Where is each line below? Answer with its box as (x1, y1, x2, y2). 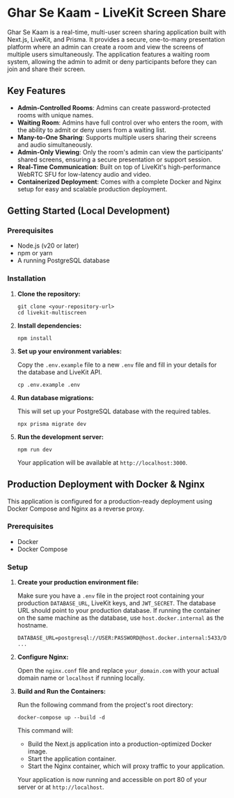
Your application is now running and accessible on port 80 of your (17, 776, 208, 784)
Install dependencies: (17, 321, 82, 330)
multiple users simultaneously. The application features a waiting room (7, 50, 210, 58)
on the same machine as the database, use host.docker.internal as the (17, 614, 224, 622)
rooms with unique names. (17, 111, 94, 119)
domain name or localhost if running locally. (17, 673, 145, 683)
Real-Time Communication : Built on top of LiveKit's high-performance (17, 162, 221, 171)
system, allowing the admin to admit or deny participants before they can (7, 57, 217, 65)
